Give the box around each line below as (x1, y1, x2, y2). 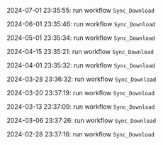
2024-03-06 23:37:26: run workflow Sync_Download (6, 117, 157, 124)
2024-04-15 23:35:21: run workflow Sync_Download (6, 48, 154, 55)
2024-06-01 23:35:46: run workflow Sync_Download (6, 20, 156, 28)
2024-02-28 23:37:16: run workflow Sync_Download (6, 130, 155, 138)
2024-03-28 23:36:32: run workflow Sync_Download (6, 75, 157, 83)
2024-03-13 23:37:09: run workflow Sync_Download (6, 102, 155, 111)
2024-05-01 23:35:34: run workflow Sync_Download (6, 33, 155, 42)
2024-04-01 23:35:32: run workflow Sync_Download (6, 61, 156, 70)
